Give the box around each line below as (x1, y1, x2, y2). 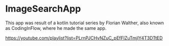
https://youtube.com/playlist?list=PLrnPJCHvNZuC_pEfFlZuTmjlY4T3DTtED (5, 35, 163, 41)
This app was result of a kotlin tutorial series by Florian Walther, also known (5, 20, 164, 26)
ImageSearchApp (5, 3, 81, 15)
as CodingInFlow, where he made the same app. (5, 25, 107, 31)
